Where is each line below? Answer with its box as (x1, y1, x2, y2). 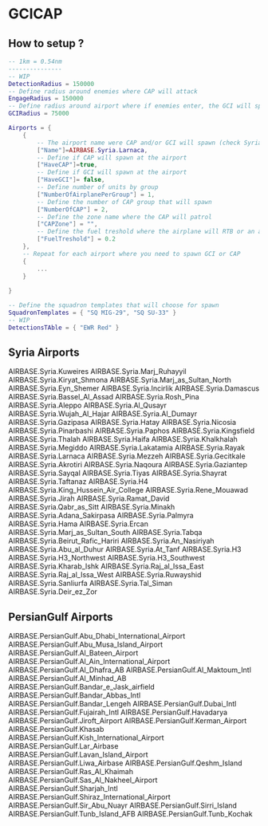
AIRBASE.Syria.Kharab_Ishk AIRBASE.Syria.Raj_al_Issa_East (8, 561, 204, 571)
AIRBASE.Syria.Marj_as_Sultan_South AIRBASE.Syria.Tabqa (8, 528, 203, 537)
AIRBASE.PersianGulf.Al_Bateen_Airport (8, 648, 139, 658)
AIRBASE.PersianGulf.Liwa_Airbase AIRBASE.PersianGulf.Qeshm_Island (8, 758, 242, 768)
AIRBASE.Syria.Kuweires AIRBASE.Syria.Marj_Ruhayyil (8, 367, 187, 376)
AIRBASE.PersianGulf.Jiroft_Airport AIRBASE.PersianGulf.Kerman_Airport (8, 716, 247, 726)
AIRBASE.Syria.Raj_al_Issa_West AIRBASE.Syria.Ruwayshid (8, 570, 202, 580)
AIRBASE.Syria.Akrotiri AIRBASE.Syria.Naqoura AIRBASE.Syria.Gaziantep (8, 460, 247, 470)
